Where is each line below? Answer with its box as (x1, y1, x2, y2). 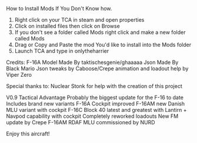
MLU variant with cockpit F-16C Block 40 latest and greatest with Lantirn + (6, 107, 187, 113)
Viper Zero (6, 71, 32, 78)
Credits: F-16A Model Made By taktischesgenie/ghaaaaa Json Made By (6, 59, 179, 66)
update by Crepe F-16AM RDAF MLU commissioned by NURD (6, 119, 155, 125)
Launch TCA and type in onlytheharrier (14, 47, 109, 55)
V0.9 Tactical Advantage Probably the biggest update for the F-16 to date (6, 94, 184, 101)
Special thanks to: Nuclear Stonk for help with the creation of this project (6, 83, 182, 90)
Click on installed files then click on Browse (14, 23, 121, 29)
